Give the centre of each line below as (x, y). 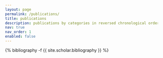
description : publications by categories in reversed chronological (76, 23)
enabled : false (20, 37)
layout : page (18, 9)
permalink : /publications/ (32, 14)
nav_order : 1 (18, 32)
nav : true (15, 28)
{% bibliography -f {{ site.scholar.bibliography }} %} (57, 50)
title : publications (26, 18)
